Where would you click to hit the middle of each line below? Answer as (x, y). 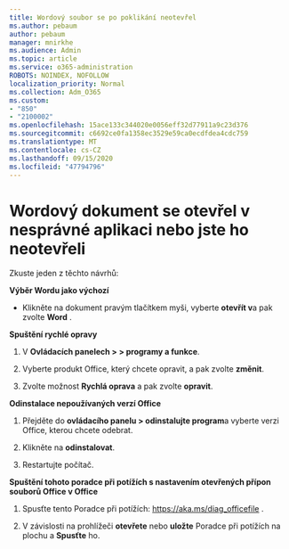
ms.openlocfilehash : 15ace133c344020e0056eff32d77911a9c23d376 (129, 126)
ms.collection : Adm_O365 (55, 92)
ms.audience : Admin (45, 51)
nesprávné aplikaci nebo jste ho (129, 229)
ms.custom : (29, 100)
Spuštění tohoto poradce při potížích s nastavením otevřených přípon (140, 482)
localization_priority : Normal (67, 84)
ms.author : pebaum (43, 26)
